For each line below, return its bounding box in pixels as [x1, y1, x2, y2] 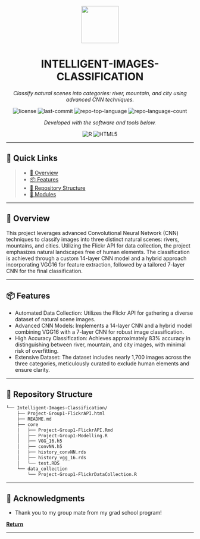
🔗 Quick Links [6, 153, 58, 164]
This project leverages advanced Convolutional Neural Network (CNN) [6, 229, 179, 236]
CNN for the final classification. [6, 267, 83, 274]
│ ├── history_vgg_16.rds [17, 455, 86, 461]
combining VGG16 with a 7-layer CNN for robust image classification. [14, 328, 185, 336]
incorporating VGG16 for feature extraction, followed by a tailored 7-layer [6, 261, 185, 268]
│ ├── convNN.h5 [17, 444, 62, 450]
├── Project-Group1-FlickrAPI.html [17, 410, 105, 416]
